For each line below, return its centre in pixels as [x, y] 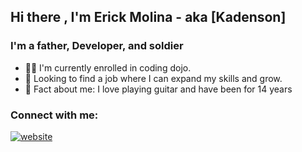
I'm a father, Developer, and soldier [97, 46]
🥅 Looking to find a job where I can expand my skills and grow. [153, 78]
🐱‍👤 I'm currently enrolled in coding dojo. [108, 67]
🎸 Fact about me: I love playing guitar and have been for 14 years [158, 89]
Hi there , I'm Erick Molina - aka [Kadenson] [148, 17]
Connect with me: [54, 115]
